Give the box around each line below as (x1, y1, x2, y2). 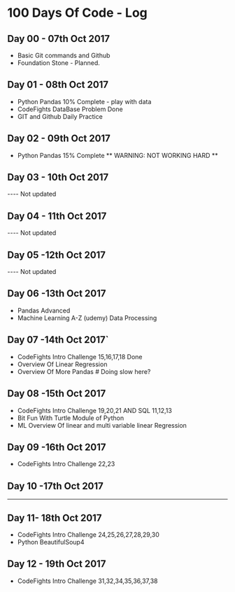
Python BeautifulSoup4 (17, 537, 85, 546)
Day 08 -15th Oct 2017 (7, 388, 106, 400)
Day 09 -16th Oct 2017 (7, 441, 106, 453)
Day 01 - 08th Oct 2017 (7, 79, 109, 91)
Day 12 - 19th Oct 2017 (7, 558, 106, 570)
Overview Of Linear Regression (17, 360, 108, 368)
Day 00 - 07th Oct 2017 (7, 33, 111, 45)
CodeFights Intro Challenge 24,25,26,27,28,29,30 (17, 530, 159, 539)
